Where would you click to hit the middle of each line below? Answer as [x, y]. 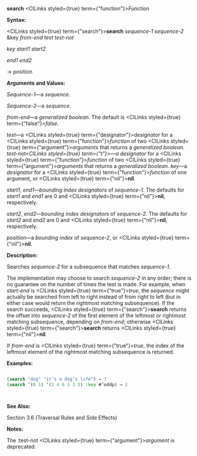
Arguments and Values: [36, 83]
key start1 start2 [26, 49]
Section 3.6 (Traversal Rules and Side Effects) [62, 417]
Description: [22, 255]
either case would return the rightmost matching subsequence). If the [91, 303]
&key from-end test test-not [40, 37]
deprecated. [21, 447]
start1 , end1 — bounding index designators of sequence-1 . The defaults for [96, 190]
